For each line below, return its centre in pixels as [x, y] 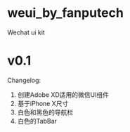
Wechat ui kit [26, 32]
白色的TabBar [37, 121]
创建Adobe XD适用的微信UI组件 [63, 94]
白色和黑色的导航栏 [45, 112]
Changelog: [24, 80]
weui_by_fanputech [66, 13]
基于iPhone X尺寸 [43, 103]
